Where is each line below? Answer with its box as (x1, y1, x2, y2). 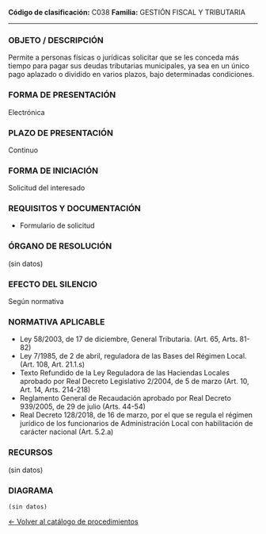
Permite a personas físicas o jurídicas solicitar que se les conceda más (8, 52, 240, 63)
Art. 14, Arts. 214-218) (19, 385, 91, 394)
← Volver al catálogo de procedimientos (8, 517, 139, 526)
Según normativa (8, 297, 65, 306)
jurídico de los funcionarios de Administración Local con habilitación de (19, 419, 253, 428)
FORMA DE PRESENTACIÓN (8, 90, 116, 101)
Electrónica (8, 107, 45, 117)
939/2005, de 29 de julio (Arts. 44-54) (19, 401, 146, 412)
